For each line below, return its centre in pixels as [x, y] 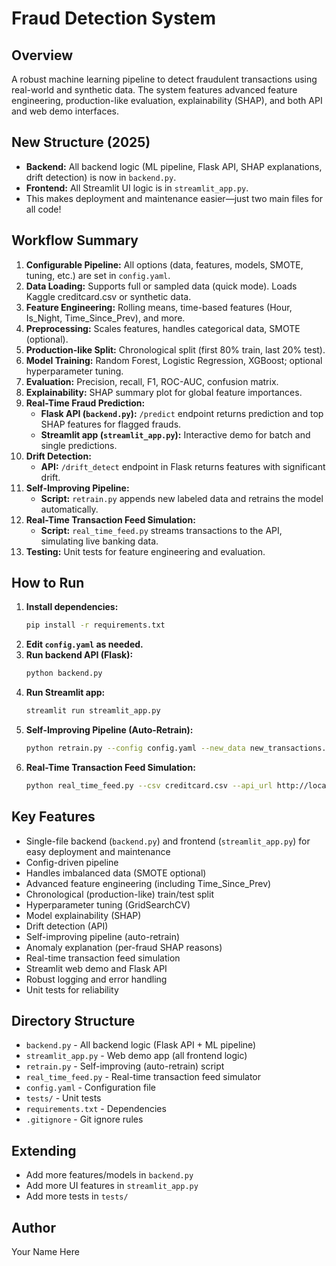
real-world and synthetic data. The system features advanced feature [154, 90]
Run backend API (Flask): [79, 655]
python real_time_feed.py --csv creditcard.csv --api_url [149, 785]
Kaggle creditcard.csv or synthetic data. [108, 296]
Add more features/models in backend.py [109, 1175]
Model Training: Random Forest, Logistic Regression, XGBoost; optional [174, 360]
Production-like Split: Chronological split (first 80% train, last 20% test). [175, 349]
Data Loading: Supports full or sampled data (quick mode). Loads [161, 286]
